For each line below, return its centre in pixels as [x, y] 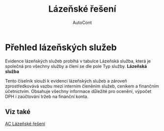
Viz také [18, 112]
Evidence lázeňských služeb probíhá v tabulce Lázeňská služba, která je [78, 61]
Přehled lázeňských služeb [61, 47]
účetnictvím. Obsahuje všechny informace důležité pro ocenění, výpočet [78, 91]
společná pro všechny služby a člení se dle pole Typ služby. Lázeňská [76, 66]
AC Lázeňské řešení [25, 124]
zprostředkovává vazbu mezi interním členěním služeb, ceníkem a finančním [82, 86]
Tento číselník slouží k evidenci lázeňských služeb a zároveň [66, 81]
